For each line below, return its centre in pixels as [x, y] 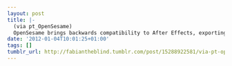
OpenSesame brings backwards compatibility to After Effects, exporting [120, 33]
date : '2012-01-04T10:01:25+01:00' [58, 39]
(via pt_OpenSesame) [43, 26]
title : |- [21, 20]
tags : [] [20, 45]
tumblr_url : [24, 52]
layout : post [26, 13]
